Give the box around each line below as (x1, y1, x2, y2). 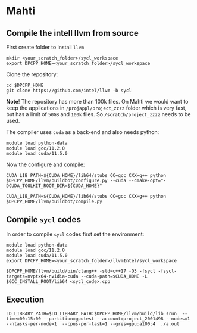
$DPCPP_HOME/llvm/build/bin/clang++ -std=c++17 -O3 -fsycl (6, 268, 156, 274)
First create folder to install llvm (6, 43, 85, 51)
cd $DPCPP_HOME (6, 82, 44, 88)
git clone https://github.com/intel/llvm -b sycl (6, 88, 132, 94)
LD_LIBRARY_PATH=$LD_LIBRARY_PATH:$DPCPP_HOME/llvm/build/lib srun (6, 310, 177, 316)
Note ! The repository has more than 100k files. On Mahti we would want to (6, 98, 189, 105)
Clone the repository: (6, 71, 58, 78)
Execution (6, 295, 45, 305)
